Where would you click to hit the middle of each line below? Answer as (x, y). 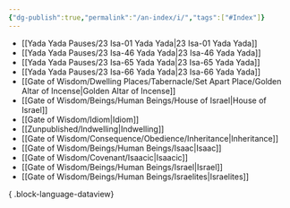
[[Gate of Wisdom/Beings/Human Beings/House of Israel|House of (144, 100)
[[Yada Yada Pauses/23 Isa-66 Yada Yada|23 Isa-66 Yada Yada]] (141, 72)
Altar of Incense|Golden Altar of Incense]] (98, 91)
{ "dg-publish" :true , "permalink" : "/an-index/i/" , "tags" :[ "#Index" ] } (137, 17)
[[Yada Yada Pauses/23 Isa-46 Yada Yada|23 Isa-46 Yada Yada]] (141, 52)
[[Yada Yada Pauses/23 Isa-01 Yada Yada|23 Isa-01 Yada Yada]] (139, 43)
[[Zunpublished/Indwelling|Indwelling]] (93, 129)
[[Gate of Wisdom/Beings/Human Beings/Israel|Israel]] (122, 167)
